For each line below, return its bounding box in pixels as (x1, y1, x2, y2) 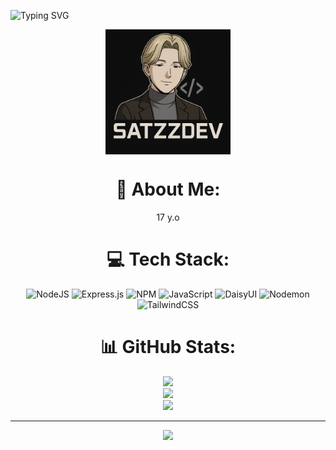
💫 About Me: (115, 178, 221, 201)
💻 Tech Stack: (106, 248, 230, 271)
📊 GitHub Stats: (99, 336, 237, 359)
